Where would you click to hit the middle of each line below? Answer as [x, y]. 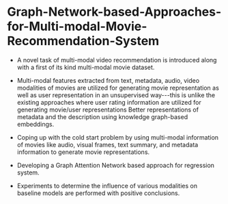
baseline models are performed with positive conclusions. [98, 193]
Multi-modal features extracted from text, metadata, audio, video [108, 80]
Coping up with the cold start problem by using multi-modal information [118, 137]
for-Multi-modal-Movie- [77, 26]
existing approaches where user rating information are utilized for [109, 102]
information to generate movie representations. [83, 152]
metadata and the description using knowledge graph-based [102, 116]
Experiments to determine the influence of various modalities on [107, 186]
